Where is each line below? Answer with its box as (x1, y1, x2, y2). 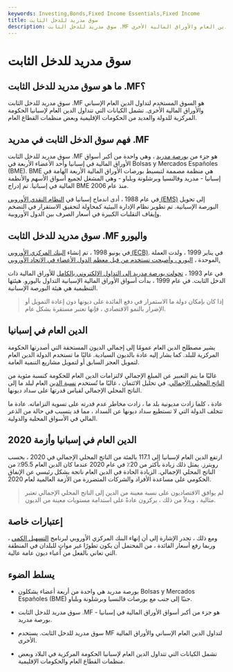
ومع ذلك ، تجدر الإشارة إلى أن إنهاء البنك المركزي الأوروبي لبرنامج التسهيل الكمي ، (8, 534, 218, 542)
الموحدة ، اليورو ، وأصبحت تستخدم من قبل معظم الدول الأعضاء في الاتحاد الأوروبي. (8, 256, 221, 264)
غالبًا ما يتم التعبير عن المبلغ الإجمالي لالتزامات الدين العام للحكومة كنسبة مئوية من (8, 371, 217, 379)
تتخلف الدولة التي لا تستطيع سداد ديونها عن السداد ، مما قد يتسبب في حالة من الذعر (8, 406, 223, 415)
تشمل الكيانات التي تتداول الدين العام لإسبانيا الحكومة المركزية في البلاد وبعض (17, 650, 217, 658)
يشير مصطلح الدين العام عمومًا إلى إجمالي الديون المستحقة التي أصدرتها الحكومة (8, 343, 216, 351)
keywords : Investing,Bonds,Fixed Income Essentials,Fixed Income (8, 10, 200, 17)
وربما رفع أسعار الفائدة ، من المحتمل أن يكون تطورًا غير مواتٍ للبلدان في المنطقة (8, 542, 216, 550)
